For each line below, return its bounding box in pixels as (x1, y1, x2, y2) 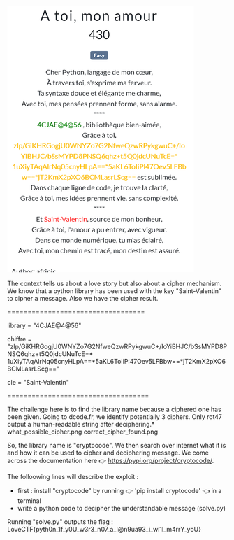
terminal (17, 497, 42, 505)
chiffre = (7, 335, 32, 343)
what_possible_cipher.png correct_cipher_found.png (7, 427, 159, 436)
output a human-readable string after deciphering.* (7, 420, 155, 428)
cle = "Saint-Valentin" (7, 378, 70, 386)
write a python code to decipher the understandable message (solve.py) (17, 504, 226, 512)
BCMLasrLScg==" (7, 364, 60, 373)
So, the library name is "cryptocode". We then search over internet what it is (7, 441, 226, 449)
